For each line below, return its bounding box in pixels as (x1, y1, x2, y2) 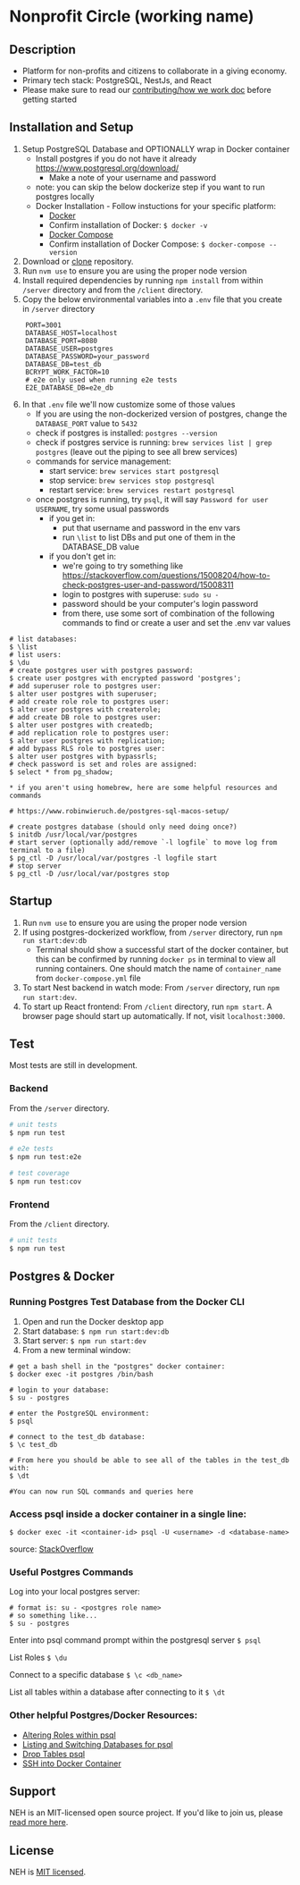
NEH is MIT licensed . (9, 1866, 87, 1878)
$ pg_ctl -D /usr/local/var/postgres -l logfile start (9, 854, 218, 863)
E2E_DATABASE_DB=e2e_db (25, 383, 114, 392)
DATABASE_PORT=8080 (25, 336, 98, 345)
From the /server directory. (9, 1102, 110, 1114)
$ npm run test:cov (9, 1177, 82, 1186)
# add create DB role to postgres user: (9, 712, 162, 721)
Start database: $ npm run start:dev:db (21, 1325, 170, 1336)
